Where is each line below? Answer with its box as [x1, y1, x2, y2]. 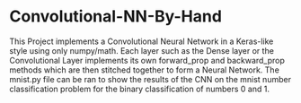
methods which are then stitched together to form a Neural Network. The [9, 64, 280, 75]
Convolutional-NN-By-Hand [9, 6, 223, 27]
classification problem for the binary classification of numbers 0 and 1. [9, 83, 270, 94]
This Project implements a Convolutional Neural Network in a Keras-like [9, 36, 274, 47]
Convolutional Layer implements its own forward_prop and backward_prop [9, 55, 286, 65]
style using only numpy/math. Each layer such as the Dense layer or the [9, 45, 274, 56]
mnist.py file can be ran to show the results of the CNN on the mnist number [9, 73, 292, 84]
